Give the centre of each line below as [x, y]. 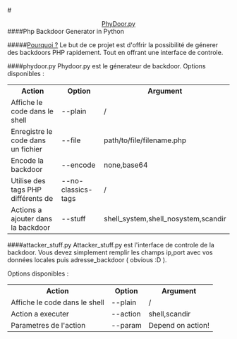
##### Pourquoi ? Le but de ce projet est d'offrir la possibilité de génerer [113, 45]
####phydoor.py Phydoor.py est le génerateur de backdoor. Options [107, 66]
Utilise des [28, 181]
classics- [77, 190]
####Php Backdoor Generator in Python [66, 31]
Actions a [26, 210]
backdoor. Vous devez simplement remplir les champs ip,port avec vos [110, 252]
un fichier [26, 149]
